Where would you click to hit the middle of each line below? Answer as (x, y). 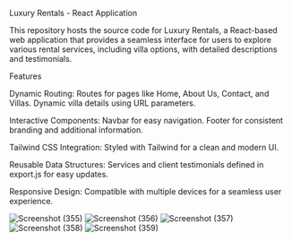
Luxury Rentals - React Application (73, 13)
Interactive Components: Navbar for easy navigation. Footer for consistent (146, 120)
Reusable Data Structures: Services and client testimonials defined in (137, 164)
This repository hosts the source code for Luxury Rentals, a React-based (143, 30)
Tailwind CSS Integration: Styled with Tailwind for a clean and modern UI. (144, 147)
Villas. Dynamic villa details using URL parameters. (103, 103)
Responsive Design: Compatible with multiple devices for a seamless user (146, 191)
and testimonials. (41, 59)
